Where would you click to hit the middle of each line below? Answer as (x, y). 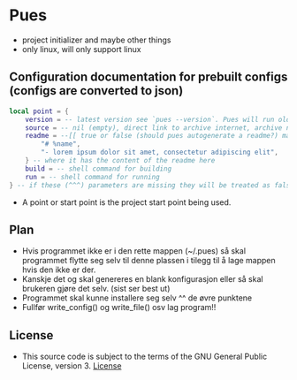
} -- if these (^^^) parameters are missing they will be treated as (140, 185)
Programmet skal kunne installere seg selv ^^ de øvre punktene (137, 298)
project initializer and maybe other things (96, 40)
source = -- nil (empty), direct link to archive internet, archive (154, 128)
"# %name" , (61, 144)
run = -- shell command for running (93, 177)
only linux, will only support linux (81, 49)
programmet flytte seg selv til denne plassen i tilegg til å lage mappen (148, 261)
